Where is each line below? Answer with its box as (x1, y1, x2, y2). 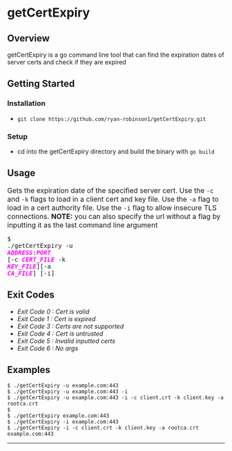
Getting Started (7, 78, 75, 90)
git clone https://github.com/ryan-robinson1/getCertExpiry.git (17, 115, 206, 122)
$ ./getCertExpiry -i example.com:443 (7, 419, 119, 425)
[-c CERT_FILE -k (7, 256, 66, 263)
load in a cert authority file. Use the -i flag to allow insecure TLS (7, 202, 217, 212)
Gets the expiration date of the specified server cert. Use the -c (7, 185, 214, 195)
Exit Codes (7, 289, 55, 301)
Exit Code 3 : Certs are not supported (17, 322, 124, 330)
